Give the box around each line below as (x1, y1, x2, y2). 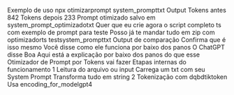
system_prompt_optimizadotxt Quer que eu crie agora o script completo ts (7, 21, 221, 29)
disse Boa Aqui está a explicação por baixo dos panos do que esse (7, 50, 200, 59)
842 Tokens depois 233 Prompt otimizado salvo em (7, 13, 156, 22)
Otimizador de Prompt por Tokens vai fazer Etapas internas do (7, 58, 187, 66)
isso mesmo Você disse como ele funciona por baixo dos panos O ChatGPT (7, 43, 226, 51)
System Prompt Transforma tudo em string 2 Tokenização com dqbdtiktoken (7, 73, 228, 81)
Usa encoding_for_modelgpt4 (7, 80, 93, 88)
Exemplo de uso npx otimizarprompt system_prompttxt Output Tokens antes (7, 6, 227, 14)
